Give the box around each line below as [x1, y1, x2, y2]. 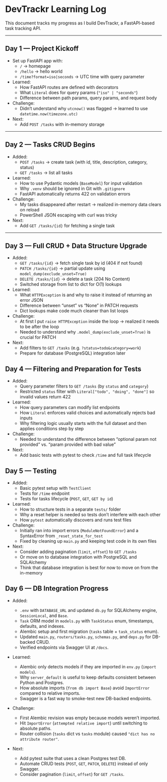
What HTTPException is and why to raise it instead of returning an [19, 292, 153, 298]
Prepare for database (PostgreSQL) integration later [19, 350, 126, 356]
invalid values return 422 [19, 394, 71, 400]
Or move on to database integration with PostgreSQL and [19, 554, 137, 560]
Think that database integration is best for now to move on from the [19, 565, 158, 571]
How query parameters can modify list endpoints [19, 404, 120, 410]
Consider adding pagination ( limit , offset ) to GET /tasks [19, 549, 137, 555]
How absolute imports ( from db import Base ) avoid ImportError [19, 685, 150, 691]
